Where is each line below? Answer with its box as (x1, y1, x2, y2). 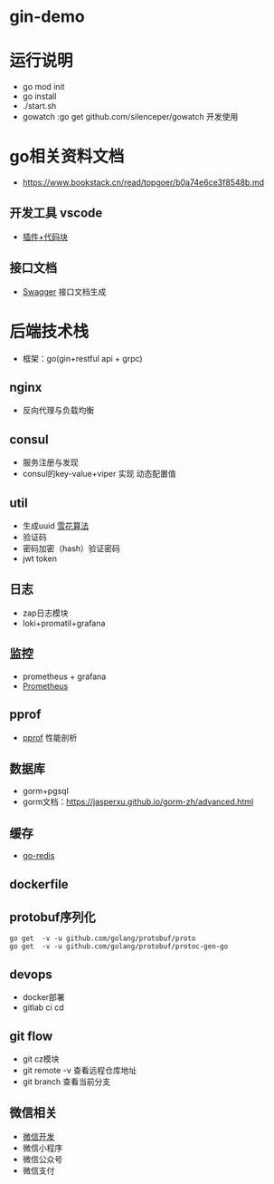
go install (22, 91, 57, 102)
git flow (9, 1028, 53, 1043)
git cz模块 (22, 1053, 60, 1064)
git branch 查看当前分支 (22, 1076, 111, 1087)
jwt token (22, 553, 57, 564)
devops (9, 966, 52, 982)
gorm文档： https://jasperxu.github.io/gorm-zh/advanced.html (22, 796, 254, 808)
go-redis (22, 850, 55, 861)
